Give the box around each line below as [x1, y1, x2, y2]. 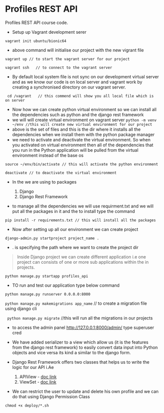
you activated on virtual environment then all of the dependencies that [12, 142, 154, 148]
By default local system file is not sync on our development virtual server [12, 73, 159, 79]
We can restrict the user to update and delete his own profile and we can [12, 388, 159, 394]
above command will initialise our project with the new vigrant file [12, 47, 144, 53]
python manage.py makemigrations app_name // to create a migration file [5, 300, 147, 306]
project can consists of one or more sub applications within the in [17, 259, 149, 265]
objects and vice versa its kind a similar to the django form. [12, 349, 131, 355]
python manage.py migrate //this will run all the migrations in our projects [7, 315, 153, 321]
